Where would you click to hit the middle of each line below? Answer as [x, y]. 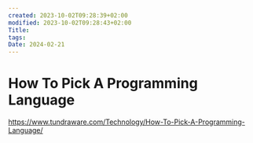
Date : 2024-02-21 [37, 45]
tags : [17, 37]
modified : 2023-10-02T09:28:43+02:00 [70, 23]
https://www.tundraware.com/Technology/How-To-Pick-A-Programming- [126, 122]
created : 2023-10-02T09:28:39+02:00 [68, 15]
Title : [19, 30]
